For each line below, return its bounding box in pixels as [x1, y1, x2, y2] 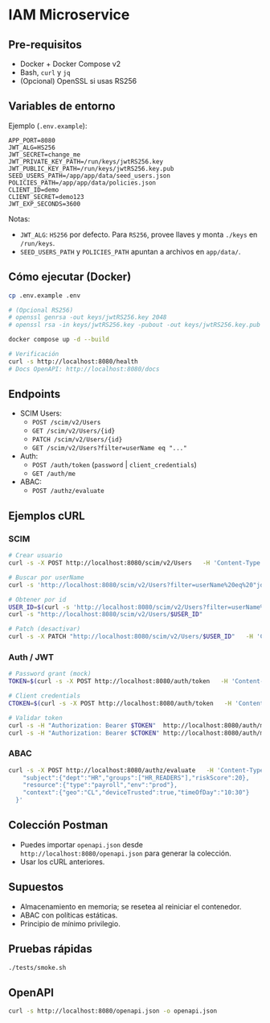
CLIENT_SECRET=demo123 [8, 193, 84, 201]
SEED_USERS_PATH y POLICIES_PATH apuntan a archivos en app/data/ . [19, 246, 241, 256]
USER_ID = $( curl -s [8, 603, 70, 611]
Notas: [8, 213, 31, 223]
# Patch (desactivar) [8, 625, 81, 633]
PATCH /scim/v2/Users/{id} [31, 436, 123, 444]
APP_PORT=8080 [8, 136, 56, 144]
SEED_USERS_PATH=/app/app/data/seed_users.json [8, 172, 171, 180]
